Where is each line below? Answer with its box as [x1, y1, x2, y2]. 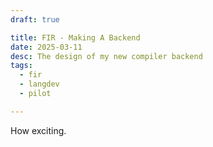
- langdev [19, 79, 60, 90]
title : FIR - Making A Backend [10, 32, 141, 43]
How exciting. [10, 124, 67, 136]
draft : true [10, 14, 60, 25]
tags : [10, 61, 33, 71]
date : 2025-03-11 [10, 42, 83, 52]
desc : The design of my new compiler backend [10, 51, 203, 61]
